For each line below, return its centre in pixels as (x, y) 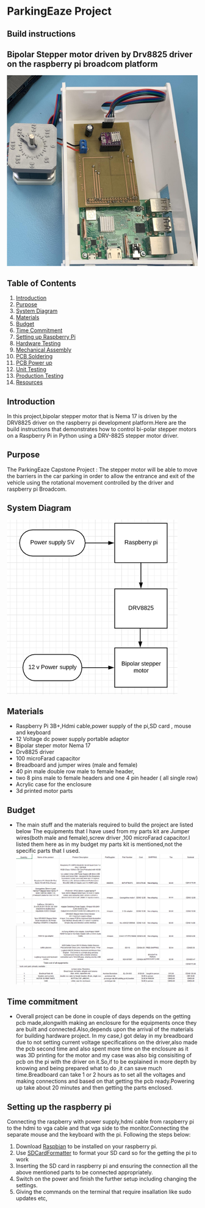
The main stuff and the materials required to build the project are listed (105, 825)
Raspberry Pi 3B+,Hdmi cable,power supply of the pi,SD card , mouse (103, 726)
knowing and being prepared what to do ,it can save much (89, 1068)
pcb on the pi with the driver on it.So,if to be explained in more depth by (106, 1062)
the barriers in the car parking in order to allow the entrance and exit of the (101, 476)
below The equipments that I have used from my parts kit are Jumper (103, 831)
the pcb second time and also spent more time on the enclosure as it (102, 1049)
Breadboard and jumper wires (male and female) (77, 765)
